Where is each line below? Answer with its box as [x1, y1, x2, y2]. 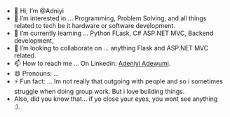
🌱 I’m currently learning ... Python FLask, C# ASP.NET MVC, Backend [13, 29, 214, 37]
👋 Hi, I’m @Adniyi [13, 7, 65, 15]
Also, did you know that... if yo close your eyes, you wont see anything [13, 95, 218, 103]
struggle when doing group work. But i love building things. [13, 88, 185, 95]
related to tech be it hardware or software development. [13, 22, 175, 29]
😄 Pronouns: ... [13, 69, 60, 77]
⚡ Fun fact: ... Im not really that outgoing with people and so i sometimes [13, 77, 223, 85]
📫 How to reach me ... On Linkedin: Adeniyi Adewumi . [13, 60, 171, 67]
